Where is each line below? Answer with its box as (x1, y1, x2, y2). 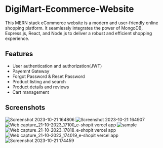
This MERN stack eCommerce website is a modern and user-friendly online (5, 20, 159, 26)
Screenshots (5, 104, 45, 112)
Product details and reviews (12, 84, 69, 90)
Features (5, 50, 33, 58)
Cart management (12, 89, 49, 95)
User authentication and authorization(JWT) (12, 63, 102, 69)
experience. (5, 36, 30, 41)
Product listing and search (12, 78, 66, 84)
